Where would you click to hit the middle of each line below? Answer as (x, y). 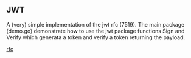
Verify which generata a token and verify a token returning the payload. (96, 37)
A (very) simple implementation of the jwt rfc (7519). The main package (95, 24)
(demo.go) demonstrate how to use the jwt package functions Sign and (95, 31)
